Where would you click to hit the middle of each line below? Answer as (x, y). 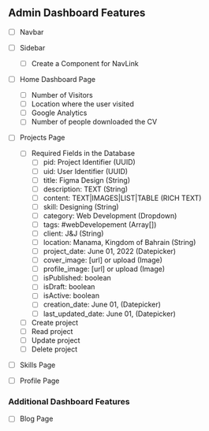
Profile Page (39, 381)
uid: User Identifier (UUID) (86, 171)
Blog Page (36, 419)
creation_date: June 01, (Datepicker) (102, 305)
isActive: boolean (71, 295)
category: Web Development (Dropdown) (110, 215)
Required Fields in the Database (83, 154)
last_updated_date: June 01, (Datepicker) (109, 314)
